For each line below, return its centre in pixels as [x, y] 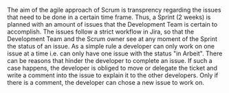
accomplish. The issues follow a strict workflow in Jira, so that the [101, 31]
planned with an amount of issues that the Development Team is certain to [112, 24]
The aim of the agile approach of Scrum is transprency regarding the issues [114, 10]
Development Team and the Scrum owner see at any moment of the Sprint [112, 39]
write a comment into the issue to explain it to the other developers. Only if [113, 75]
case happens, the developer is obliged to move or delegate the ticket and [112, 68]
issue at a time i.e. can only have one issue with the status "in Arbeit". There [115, 53]
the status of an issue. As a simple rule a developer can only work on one [111, 46]
